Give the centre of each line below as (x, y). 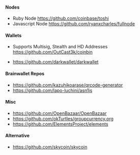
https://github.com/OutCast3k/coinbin (53, 52)
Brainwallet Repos (25, 73)
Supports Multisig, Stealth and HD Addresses (60, 47)
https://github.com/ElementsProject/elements (60, 124)
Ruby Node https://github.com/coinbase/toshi (61, 18)
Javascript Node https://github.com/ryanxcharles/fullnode (74, 24)
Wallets (13, 35)
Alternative (17, 136)
